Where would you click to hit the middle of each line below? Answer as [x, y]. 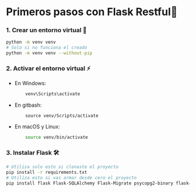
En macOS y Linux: [37, 127]
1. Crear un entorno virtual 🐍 [47, 30]
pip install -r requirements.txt [47, 172]
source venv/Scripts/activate [62, 116]
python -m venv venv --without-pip [49, 53]
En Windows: [30, 83]
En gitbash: [28, 105]
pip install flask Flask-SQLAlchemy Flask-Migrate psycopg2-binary [90, 183]
